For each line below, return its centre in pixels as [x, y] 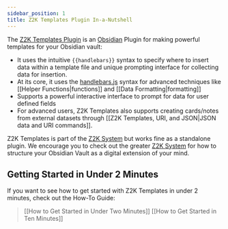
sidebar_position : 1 [37, 13]
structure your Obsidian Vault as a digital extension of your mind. [98, 153]
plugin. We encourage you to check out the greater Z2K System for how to [112, 146]
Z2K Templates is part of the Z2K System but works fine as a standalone [109, 138]
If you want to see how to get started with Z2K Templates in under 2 [103, 191]
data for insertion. [42, 74]
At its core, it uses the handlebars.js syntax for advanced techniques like [119, 81]
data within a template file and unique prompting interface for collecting [118, 67]
